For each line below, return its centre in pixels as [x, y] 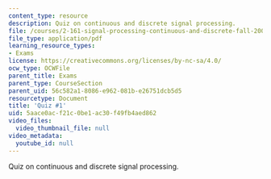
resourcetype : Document [48, 98]
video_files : [30, 121]
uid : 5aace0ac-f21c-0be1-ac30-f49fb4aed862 [83, 114]
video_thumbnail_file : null [63, 128]
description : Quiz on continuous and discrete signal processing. [122, 23]
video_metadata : [35, 135]
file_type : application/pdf [56, 38]
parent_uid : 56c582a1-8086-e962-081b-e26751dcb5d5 [95, 91]
